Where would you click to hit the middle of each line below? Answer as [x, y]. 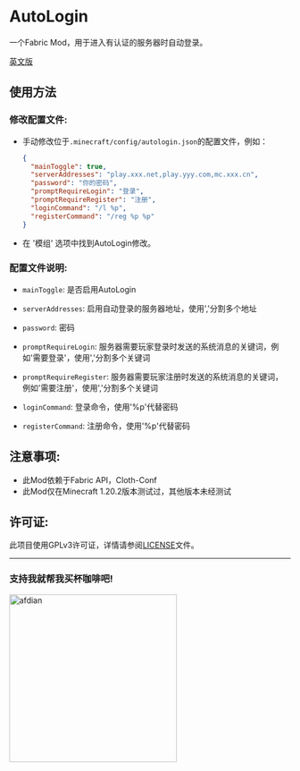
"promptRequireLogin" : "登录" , [87, 191]
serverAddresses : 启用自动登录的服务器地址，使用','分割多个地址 [139, 308]
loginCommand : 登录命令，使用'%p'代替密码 [100, 407]
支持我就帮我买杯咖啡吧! [61, 579]
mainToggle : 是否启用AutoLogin [79, 289]
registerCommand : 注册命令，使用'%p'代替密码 [106, 426]
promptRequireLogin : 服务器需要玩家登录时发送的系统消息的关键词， [146, 346]
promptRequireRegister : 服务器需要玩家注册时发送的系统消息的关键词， [153, 377]
